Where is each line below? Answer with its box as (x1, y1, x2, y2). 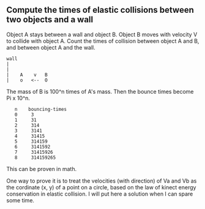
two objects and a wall (6, 15, 94, 25)
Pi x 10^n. (6, 94, 31, 102)
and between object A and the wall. (6, 44, 96, 51)
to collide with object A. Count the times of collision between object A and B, (6, 37, 199, 45)
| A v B (6, 72, 48, 78)
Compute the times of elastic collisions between (6, 5, 194, 15)
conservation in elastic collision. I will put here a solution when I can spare (6, 190, 193, 197)
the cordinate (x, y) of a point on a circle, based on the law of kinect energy (6, 183, 196, 191)
